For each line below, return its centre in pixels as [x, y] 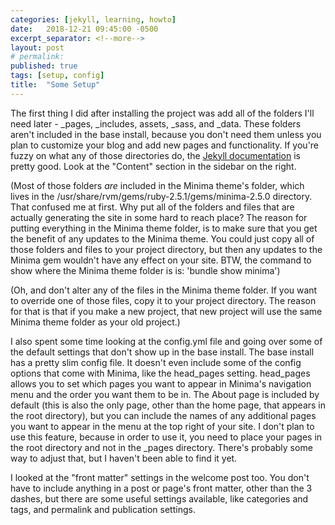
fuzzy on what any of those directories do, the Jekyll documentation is [155, 155]
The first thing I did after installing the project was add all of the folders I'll [162, 113]
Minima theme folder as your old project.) [95, 322]
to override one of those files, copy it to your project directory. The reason [163, 300]
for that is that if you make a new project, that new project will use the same [166, 311]
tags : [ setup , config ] [57, 76]
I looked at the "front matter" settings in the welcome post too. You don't [160, 477]
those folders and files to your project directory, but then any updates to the [166, 249]
